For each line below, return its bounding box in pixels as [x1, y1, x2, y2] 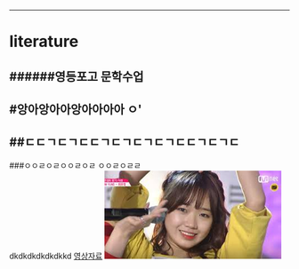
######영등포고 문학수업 [9, 68, 144, 84]
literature [9, 32, 79, 51]
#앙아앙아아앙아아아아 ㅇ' [9, 101, 142, 116]
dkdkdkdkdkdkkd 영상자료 [9, 250, 103, 261]
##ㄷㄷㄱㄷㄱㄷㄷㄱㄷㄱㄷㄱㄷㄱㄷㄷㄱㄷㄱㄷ [9, 135, 240, 150]
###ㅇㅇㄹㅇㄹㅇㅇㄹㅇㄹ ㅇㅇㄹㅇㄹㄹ [9, 160, 141, 170]
